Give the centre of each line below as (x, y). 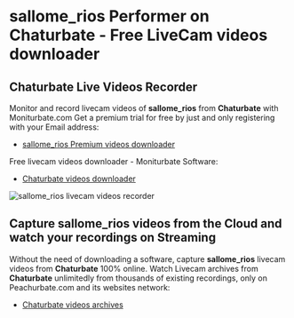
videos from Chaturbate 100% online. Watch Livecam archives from (134, 268)
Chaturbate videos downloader (79, 179)
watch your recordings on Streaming (112, 238)
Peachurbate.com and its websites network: (90, 287)
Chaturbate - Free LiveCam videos (139, 35)
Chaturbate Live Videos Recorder (103, 87)
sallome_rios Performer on (110, 16)
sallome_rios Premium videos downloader (99, 144)
